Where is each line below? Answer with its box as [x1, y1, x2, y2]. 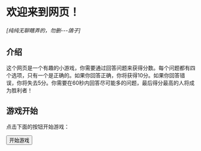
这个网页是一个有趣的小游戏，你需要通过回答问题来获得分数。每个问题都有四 [6, 64, 196, 71]
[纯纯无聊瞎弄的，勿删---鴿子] [6, 26, 81, 34]
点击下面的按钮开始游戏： [6, 123, 70, 130]
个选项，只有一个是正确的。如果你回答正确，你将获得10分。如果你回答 [6, 71, 180, 78]
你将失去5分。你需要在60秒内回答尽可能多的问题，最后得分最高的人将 [16, 79, 190, 86]
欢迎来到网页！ [6, 5, 80, 19]
